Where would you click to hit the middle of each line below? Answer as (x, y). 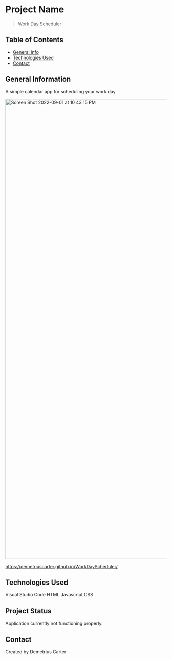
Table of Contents (35, 40)
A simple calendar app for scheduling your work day (61, 91)
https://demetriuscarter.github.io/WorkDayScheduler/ (61, 566)
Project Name (35, 9)
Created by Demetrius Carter (36, 652)
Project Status (29, 611)
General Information (38, 79)
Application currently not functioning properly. (54, 623)
